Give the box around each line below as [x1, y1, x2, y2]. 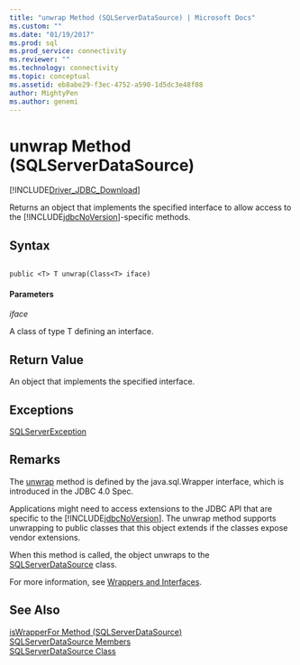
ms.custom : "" [9, 22, 63, 31]
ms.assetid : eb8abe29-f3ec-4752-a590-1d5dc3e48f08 [9, 80, 204, 89]
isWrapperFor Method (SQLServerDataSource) [9, 626, 183, 637]
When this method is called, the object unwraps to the [9, 549, 210, 560]
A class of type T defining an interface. [9, 326, 155, 337]
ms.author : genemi [9, 96, 78, 106]
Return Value [9, 352, 84, 368]
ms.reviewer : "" [9, 55, 70, 64]
